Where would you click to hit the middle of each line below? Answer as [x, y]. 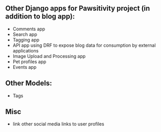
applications [26, 50]
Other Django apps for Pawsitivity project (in [78, 8]
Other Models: [29, 83]
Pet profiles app [29, 62]
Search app [25, 34]
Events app [25, 67]
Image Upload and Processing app [49, 56]
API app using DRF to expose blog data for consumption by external [84, 45]
